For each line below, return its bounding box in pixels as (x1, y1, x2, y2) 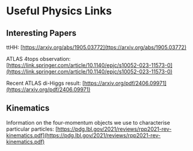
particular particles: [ (6, 125, 58, 132)
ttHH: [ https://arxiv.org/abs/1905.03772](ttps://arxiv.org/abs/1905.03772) (6, 44, 187, 51)
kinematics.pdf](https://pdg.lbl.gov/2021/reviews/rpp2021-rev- (6, 131, 161, 138)
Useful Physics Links (6, 4, 112, 18)
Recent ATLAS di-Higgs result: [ (6, 79, 85, 87)
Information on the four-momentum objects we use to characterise (6, 119, 170, 126)
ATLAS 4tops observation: (6, 56, 71, 62)
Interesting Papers (6, 28, 76, 38)
